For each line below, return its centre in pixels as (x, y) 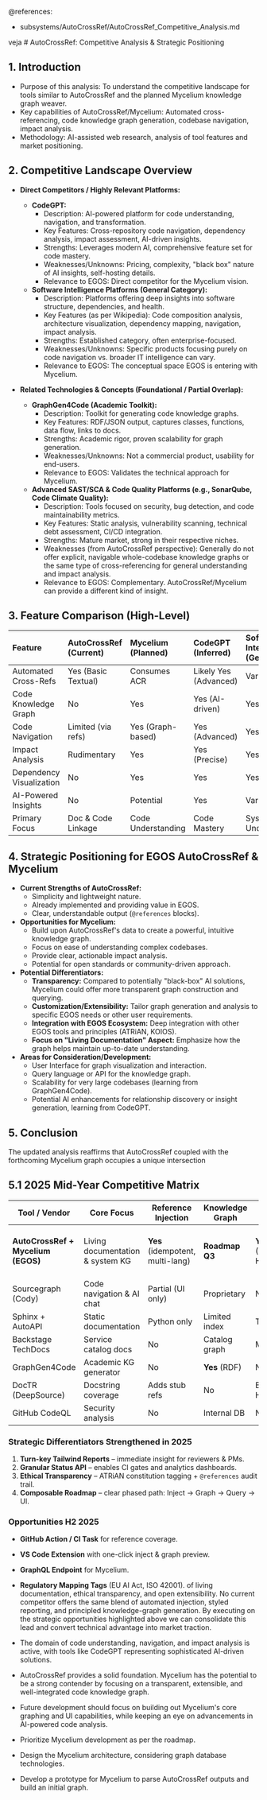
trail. (27, 1484)
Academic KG (109, 1362)
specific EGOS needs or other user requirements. (112, 1015)
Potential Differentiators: (62, 972)
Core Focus (112, 1212)
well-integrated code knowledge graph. (84, 1692)
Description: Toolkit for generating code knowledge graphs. (141, 413)
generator (102, 1372)
